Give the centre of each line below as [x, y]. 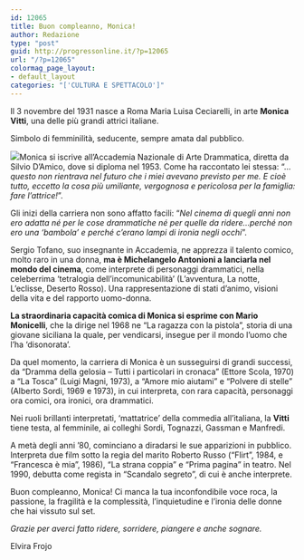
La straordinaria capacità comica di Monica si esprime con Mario [134, 315]
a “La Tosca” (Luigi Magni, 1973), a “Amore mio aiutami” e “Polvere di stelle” [152, 381]
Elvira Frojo [31, 546]
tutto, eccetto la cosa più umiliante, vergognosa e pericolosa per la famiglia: [153, 186]
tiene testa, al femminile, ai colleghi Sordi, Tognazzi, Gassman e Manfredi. [148, 428]
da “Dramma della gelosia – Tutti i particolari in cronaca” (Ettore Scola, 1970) [152, 372]
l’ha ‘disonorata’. [41, 344]
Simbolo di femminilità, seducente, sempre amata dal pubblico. [128, 138]
